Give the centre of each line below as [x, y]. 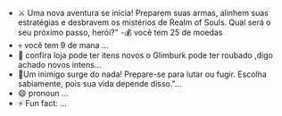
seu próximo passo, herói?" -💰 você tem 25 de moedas [120, 32]
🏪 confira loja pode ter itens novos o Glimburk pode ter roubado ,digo [145, 55]
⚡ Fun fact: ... [42, 103]
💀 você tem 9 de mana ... [63, 45]
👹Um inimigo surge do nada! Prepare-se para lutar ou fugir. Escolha [142, 74]
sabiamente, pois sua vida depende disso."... [100, 83]
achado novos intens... [59, 65]
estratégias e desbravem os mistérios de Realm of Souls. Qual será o [144, 22]
